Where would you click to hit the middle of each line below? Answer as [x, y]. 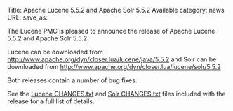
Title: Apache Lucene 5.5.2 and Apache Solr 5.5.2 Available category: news [116, 10]
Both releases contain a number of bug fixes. [72, 80]
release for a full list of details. [51, 101]
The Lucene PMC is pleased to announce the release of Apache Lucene [111, 31]
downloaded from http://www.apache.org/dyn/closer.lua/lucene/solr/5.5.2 [114, 67]
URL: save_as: [27, 17]
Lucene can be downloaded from [55, 52]
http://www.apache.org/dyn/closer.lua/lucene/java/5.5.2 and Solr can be [112, 59]
